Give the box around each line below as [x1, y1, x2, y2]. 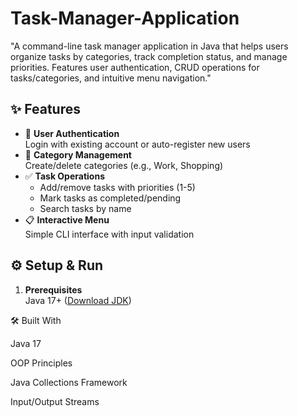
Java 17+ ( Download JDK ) [24, 294, 132, 306]
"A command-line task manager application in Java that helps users [10, 40, 289, 52]
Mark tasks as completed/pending [39, 192, 182, 204]
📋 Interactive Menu [24, 213, 110, 226]
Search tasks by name [39, 202, 132, 214]
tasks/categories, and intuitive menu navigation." [10, 72, 212, 84]
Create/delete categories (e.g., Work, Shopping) [24, 159, 224, 171]
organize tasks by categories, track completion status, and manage [10, 50, 288, 62]
